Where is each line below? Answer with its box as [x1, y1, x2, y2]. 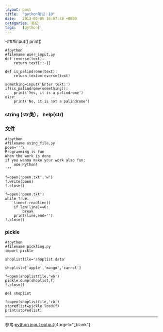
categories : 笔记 [5, 20, 39, 26]
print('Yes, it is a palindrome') [14, 90, 83, 95]
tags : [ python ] [5, 25, 40, 30]
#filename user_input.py [5, 52, 55, 57]
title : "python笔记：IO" [5, 12, 55, 17]
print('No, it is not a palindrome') [14, 99, 90, 104]
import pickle [5, 248, 34, 253]
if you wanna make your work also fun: [5, 158, 86, 163]
